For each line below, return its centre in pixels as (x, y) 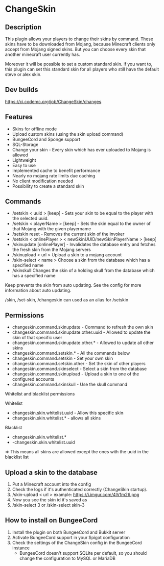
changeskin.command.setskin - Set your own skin (63, 358)
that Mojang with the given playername (52, 229)
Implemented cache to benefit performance (56, 171)
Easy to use (24, 165)
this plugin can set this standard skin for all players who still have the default (82, 69)
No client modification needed (43, 181)
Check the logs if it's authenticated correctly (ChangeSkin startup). (80, 490)
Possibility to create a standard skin (48, 186)
